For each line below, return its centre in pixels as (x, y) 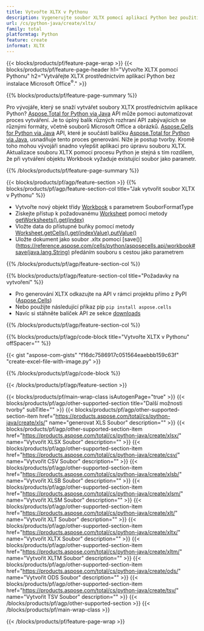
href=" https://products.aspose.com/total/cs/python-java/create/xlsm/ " (95, 493)
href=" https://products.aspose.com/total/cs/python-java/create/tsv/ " (93, 590)
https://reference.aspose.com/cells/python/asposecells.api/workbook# (106, 245)
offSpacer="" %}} (29, 343)
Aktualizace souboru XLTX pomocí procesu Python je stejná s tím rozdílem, (100, 152)
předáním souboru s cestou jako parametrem (127, 252)
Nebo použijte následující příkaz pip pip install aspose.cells (93, 307)
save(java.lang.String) (42, 252)
